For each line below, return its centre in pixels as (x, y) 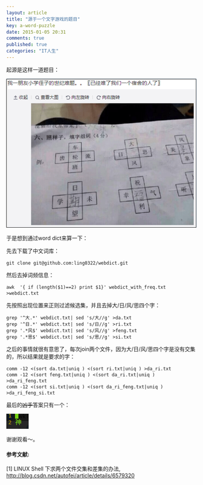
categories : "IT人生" (33, 51)
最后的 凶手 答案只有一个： (38, 405)
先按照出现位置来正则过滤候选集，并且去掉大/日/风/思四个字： (83, 306)
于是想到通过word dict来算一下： (47, 238)
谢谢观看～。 (22, 439)
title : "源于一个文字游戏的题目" (43, 19)
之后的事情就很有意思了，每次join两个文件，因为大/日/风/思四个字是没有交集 (101, 349)
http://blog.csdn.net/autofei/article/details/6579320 (70, 476)
